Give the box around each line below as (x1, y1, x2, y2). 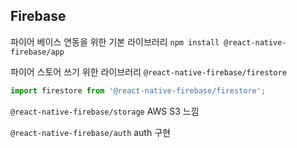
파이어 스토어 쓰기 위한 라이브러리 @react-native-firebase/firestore (10, 65, 287, 78)
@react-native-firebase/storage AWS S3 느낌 (10, 105, 200, 117)
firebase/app (10, 47, 65, 57)
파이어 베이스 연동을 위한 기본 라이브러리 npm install (10, 35, 220, 48)
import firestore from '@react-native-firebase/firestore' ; (10, 85, 267, 96)
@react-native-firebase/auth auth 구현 (10, 126, 171, 138)
